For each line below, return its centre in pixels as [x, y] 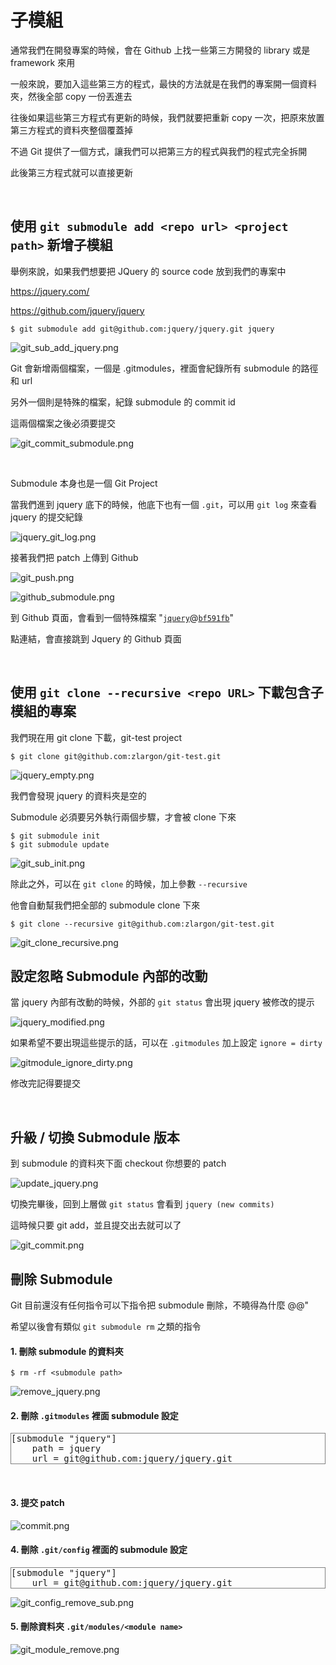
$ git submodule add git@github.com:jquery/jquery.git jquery [142, 329]
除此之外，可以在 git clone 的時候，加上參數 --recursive [129, 883]
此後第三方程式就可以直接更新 [71, 172]
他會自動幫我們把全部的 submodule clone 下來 [105, 905]
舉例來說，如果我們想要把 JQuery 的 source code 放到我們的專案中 [148, 271]
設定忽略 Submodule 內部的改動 [109, 976]
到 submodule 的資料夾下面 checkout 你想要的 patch [118, 1163]
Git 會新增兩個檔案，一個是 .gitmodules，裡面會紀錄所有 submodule [150, 368]
